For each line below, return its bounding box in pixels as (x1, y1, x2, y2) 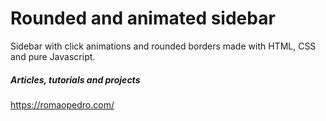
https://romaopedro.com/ (10, 98, 115, 111)
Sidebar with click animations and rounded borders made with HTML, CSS (10, 40, 317, 52)
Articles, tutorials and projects (10, 73, 141, 86)
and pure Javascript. (10, 50, 96, 62)
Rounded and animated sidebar (10, 7, 276, 30)
